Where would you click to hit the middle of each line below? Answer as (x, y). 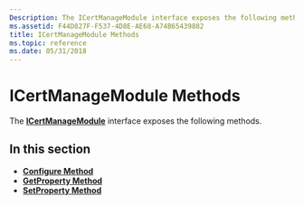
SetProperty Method (62, 190)
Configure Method (58, 171)
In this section (50, 149)
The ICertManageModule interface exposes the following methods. (136, 121)
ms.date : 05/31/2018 (48, 51)
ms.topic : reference (48, 43)
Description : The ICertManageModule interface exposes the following (143, 18)
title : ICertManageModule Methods (75, 34)
